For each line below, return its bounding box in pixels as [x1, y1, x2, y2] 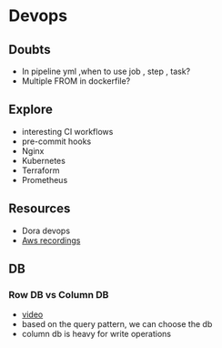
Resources [8, 201, 71, 217]
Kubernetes [21, 155, 66, 166]
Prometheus [21, 174, 68, 185]
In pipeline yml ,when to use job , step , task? [21, 66, 191, 77]
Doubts [8, 42, 51, 57]
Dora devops [21, 225, 70, 236]
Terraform [21, 165, 60, 176]
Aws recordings [21, 234, 81, 246]
